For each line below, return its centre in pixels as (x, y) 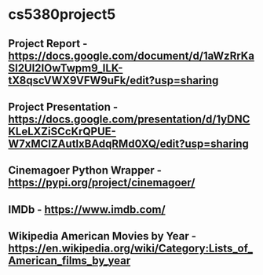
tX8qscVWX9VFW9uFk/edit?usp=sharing (113, 80)
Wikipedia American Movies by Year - (102, 236)
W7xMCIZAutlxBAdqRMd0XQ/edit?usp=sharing (128, 143)
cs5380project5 (62, 15)
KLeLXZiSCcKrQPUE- (62, 131)
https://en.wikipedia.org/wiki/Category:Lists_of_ (131, 249)
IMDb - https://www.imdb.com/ (87, 209)
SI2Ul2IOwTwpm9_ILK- (66, 68)
